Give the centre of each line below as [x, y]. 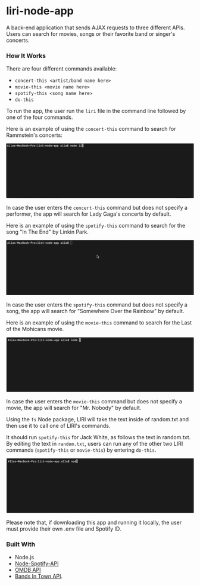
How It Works [26, 56]
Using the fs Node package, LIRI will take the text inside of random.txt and [98, 419]
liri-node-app [40, 11]
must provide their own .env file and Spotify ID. [64, 529]
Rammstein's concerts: [34, 135]
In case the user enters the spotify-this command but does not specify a [97, 304]
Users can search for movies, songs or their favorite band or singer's [91, 33]
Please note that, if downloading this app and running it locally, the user [94, 522]
